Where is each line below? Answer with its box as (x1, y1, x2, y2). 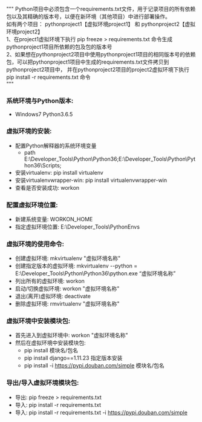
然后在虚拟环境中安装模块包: (15, 339, 86, 347)
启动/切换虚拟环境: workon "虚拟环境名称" (15, 285, 120, 292)
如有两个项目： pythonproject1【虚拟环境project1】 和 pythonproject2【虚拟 (6, 21, 195, 27)
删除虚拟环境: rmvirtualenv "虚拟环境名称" (15, 300, 120, 307)
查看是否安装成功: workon (15, 184, 80, 191)
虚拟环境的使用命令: (6, 239, 65, 248)
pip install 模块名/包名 (24, 347, 79, 354)
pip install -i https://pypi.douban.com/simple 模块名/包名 (24, 362, 165, 369)
